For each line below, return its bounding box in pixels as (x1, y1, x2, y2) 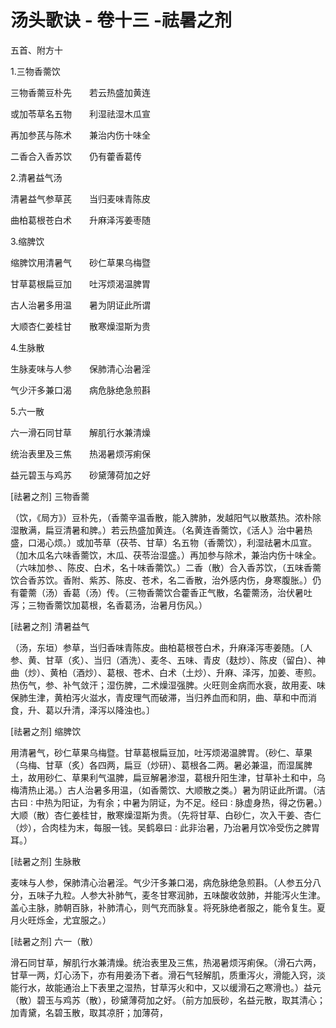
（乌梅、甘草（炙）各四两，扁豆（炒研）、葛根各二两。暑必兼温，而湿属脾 (10, 759, 313, 771)
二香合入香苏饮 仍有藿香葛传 (10, 150, 142, 162)
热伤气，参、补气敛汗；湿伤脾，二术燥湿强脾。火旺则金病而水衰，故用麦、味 (10, 679, 326, 691)
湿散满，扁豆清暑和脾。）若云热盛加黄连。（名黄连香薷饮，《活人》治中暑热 (10, 524, 313, 536)
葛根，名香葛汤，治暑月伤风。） (79, 599, 208, 611)
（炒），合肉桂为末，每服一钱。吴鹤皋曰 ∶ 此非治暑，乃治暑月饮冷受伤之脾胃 (10, 821, 320, 833)
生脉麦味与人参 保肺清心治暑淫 (10, 362, 151, 375)
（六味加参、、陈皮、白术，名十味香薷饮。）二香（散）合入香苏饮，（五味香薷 (10, 561, 322, 573)
